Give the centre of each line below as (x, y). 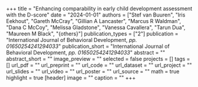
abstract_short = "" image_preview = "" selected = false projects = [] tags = (98, 59)
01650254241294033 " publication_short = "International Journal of (88, 46)
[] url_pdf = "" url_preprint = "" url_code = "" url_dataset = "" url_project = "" (99, 65)
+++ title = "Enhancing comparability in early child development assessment (99, 9)
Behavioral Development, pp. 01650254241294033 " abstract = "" (86, 52)
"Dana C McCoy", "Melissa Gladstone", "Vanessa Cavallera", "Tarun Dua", (96, 27)
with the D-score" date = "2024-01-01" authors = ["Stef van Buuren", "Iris (96, 15)
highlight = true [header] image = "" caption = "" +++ (71, 78)
